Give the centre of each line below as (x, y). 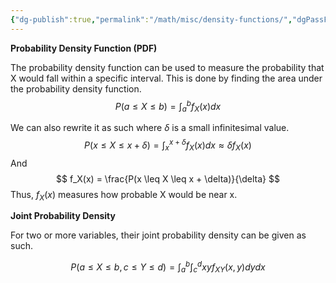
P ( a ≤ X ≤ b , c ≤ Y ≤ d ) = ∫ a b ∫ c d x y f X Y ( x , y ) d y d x (168, 267)
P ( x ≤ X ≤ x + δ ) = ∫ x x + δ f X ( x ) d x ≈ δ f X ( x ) (168, 145)
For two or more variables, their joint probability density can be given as (158, 235)
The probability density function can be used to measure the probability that (167, 67)
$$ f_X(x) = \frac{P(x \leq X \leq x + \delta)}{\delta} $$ (168, 178)
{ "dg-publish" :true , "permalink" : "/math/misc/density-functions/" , (151, 19)
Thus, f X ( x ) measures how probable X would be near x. (124, 195)
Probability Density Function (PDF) (84, 48)
